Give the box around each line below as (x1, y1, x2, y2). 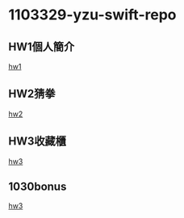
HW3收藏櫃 (8, 135, 67, 149)
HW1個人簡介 (8, 40, 75, 53)
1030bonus (8, 180, 67, 194)
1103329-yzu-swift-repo (8, 6, 177, 24)
